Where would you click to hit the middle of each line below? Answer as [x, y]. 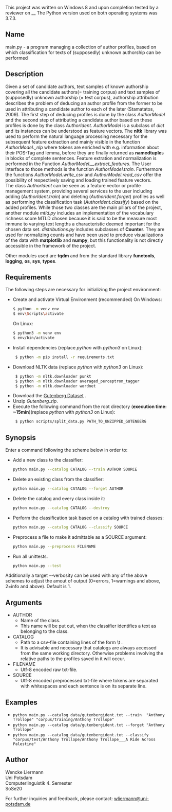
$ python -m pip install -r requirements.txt [65, 357]
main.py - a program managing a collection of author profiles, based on [81, 47]
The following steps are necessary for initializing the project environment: [83, 290]
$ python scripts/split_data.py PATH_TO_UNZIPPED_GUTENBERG [81, 421]
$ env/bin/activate [34, 338]
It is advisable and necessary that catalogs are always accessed [88, 648]
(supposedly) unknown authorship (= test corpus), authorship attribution [82, 97]
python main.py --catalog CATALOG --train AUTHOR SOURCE [75, 470]
